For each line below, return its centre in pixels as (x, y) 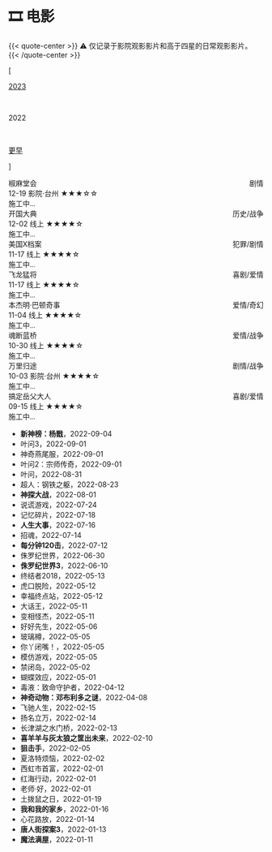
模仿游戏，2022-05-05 (59, 656)
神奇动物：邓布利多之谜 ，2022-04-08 (84, 697)
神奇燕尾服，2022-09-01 (62, 454)
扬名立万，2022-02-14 (58, 717)
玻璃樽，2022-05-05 (55, 636)
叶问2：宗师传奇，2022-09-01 (71, 464)
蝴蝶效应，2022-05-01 (58, 677)
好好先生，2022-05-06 (59, 626)
